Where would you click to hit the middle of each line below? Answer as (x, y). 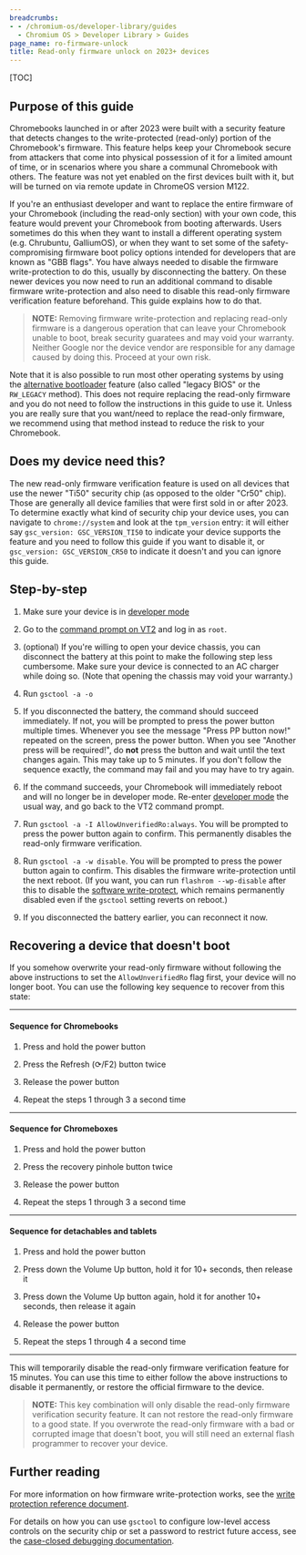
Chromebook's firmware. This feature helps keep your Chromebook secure (150, 148)
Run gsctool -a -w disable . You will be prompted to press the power (152, 861)
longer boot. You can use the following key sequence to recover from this (147, 987)
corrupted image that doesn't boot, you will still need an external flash (163, 1433)
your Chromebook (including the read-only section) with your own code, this (153, 213)
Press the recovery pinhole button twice (97, 1166)
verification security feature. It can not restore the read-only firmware (163, 1414)
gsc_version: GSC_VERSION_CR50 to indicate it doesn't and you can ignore (145, 551)
